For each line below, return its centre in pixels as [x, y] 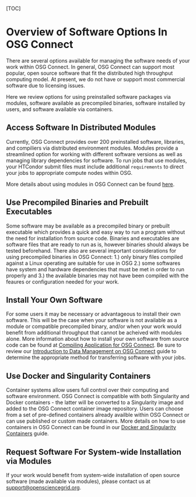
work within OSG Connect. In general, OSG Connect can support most [90, 67]
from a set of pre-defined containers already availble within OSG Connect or [98, 415]
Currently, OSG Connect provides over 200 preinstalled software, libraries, [96, 141]
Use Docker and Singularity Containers [78, 376]
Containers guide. [27, 434]
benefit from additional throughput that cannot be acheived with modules [94, 333]
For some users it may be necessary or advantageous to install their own [93, 314]
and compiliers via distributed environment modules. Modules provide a [92, 148]
